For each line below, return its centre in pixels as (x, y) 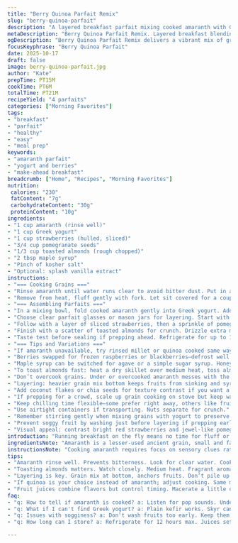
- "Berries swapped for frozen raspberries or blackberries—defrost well (119, 357)
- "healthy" (25, 133)
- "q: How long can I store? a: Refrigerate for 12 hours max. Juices (114, 522)
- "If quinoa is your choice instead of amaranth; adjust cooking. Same (117, 483)
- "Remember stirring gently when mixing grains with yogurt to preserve (119, 417)
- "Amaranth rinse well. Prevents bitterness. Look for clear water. (112, 463)
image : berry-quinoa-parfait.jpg (57, 67)
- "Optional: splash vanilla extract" (64, 271)
